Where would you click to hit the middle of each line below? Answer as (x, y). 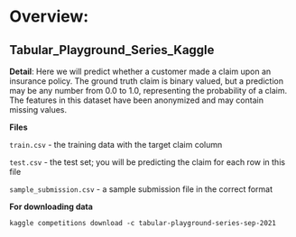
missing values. (38, 109)
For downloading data (51, 206)
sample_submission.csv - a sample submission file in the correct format (141, 189)
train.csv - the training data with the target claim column (116, 145)
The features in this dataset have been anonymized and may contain (137, 100)
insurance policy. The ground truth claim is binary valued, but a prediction (147, 81)
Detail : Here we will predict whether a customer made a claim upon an (140, 71)
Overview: (49, 17)
